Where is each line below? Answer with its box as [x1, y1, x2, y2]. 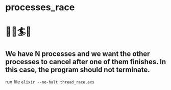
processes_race [5, 2, 75, 13]
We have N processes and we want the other [5, 49, 150, 58]
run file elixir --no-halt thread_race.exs [5, 79, 94, 85]
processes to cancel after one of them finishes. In [5, 57, 166, 66]
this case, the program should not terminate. [5, 65, 151, 74]
